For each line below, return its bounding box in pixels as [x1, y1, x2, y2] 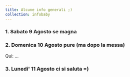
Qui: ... [5, 53, 19, 59]
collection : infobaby [5, 12, 50, 17]
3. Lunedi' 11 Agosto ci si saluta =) [5, 65, 89, 72]
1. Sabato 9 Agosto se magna [5, 28, 77, 35]
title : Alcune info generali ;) [5, 7, 72, 12]
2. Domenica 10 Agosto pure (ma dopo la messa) [5, 42, 125, 49]
